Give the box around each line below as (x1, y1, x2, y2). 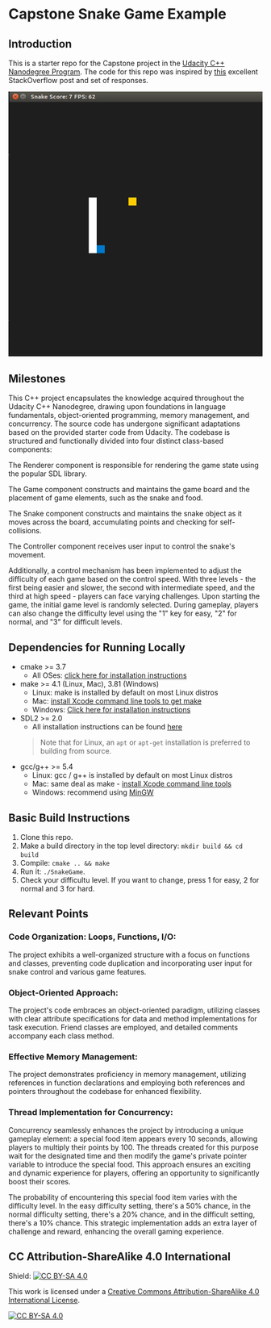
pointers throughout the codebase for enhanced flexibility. (8, 1087, 202, 1096)
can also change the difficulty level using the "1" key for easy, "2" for (8, 608, 237, 618)
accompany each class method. (8, 1030, 115, 1041)
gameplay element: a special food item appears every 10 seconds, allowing (8, 1134, 258, 1143)
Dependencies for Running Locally (8, 641, 186, 654)
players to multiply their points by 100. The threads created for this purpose (8, 1142, 260, 1152)
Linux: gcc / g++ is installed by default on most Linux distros (31, 770, 233, 780)
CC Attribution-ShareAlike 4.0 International (8, 1250, 231, 1263)
